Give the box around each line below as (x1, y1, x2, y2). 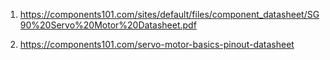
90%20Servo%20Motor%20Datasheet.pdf (19, 19, 197, 31)
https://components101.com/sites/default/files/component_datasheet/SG (19, 9, 320, 20)
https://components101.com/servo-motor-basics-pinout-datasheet (19, 39, 295, 50)
